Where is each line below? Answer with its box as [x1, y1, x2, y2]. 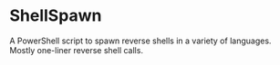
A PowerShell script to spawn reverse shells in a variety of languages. [9, 35, 272, 46]
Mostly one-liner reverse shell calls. [9, 44, 144, 55]
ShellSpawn [9, 5, 102, 26]
